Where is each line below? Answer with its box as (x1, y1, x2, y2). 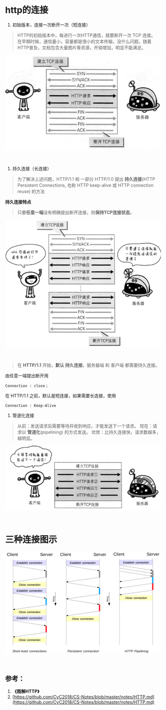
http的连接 (5, 4, 48, 16)
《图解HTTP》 (12, 688, 40, 694)
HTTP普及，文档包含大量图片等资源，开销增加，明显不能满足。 (17, 44, 146, 50)
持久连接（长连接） (12, 165, 52, 171)
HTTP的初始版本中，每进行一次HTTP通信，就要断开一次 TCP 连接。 (17, 32, 156, 38)
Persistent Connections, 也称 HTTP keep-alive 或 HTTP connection (17, 182, 154, 188)
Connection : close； (5, 383, 49, 388)
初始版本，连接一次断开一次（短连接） (12, 22, 90, 28)
